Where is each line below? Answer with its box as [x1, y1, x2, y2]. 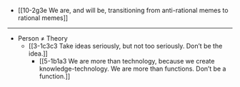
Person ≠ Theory [17, 34, 68, 42]
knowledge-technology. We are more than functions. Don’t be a [39, 64, 226, 73]
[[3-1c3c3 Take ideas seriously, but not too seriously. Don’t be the [28, 42, 223, 50]
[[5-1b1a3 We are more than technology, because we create [39, 57, 215, 65]
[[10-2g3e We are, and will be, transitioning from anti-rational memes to [17, 6, 229, 14]
